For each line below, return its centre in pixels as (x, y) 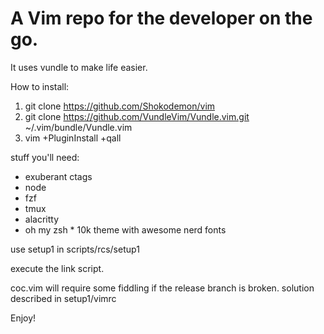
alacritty (42, 219)
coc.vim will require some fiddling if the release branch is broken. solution (162, 288)
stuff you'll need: (45, 157)
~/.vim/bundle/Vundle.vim (78, 127)
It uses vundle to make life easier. (79, 67)
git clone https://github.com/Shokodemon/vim (120, 106)
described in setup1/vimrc (63, 298)
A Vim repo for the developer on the (161, 18)
